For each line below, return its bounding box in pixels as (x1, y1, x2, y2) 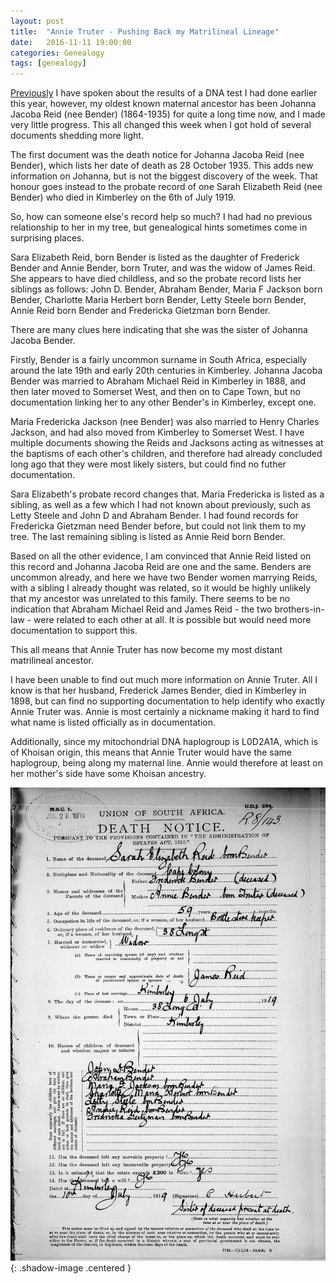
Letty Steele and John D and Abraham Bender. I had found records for (10, 510, 299, 522)
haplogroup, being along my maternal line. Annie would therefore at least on (10, 757, 323, 769)
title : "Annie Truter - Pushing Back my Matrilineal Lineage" (10, 26, 280, 37)
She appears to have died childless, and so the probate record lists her (10, 273, 302, 285)
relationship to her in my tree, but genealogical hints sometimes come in (10, 221, 308, 234)
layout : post (10, 16, 65, 26)
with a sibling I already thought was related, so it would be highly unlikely (10, 582, 312, 594)
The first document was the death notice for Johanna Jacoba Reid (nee (10, 149, 305, 161)
